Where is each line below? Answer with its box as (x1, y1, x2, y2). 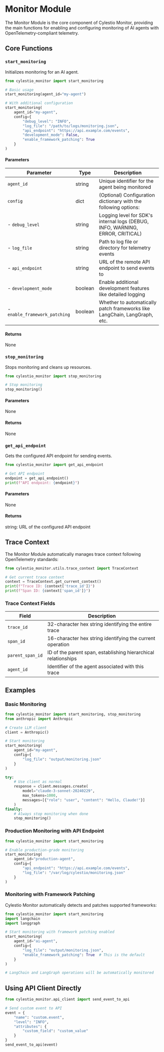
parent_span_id (7, 653, 43, 658)
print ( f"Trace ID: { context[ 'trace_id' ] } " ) (5, 584, 95, 589)
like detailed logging (99, 291, 145, 298)
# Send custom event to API (5, 1006, 62, 1011)
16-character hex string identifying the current (47, 635, 155, 642)
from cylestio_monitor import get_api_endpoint (5, 462, 104, 467)
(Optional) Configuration (99, 192, 155, 199)
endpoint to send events (99, 265, 155, 272)
